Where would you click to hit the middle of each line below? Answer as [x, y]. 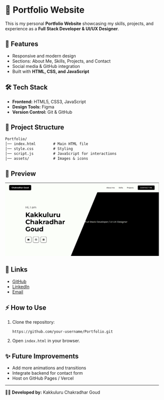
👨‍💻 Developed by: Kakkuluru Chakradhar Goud [53, 392]
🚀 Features [22, 44]
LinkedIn [21, 286]
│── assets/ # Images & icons [47, 159]
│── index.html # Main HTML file [47, 144]
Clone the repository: [33, 322]
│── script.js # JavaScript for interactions [61, 154]
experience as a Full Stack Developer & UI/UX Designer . [62, 28]
